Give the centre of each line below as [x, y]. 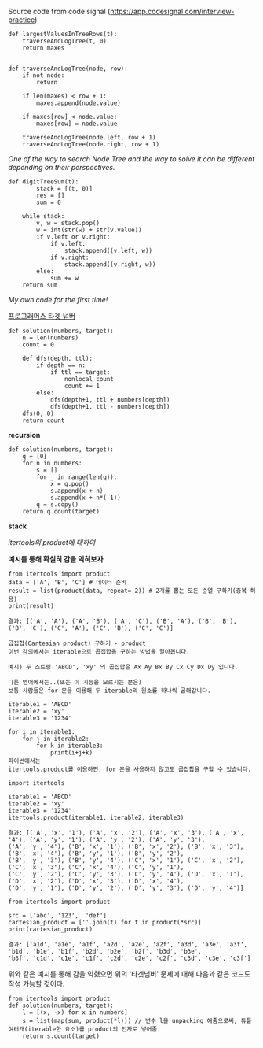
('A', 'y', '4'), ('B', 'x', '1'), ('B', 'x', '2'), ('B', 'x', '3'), [126, 846]
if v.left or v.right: [73, 237]
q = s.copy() [58, 505]
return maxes [44, 48]
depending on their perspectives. [62, 167]
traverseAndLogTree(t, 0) [65, 41]
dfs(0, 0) [38, 413]
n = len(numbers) [51, 338]
